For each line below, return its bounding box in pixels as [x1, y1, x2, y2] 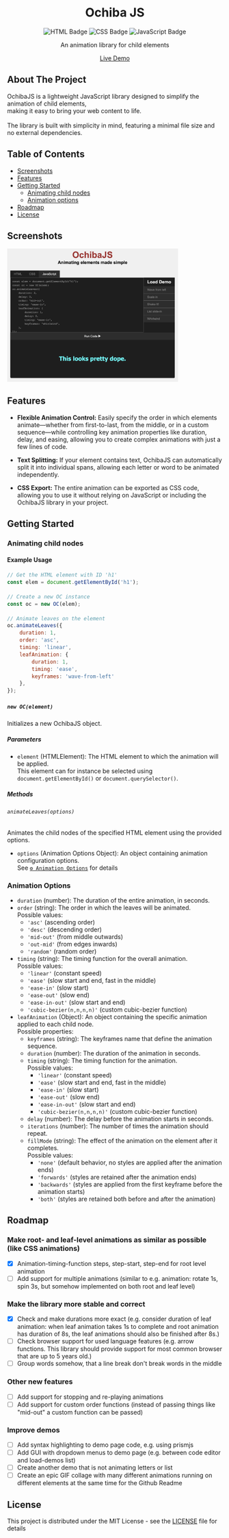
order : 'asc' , [19, 637, 59, 644]
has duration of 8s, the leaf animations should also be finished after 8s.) [16, 1330, 220, 1338]
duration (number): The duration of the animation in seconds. [27, 1049, 201, 1057]
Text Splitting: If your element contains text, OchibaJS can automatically [16, 456, 222, 464]
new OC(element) [7, 703, 53, 710]
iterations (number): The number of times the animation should [27, 1122, 209, 1130]
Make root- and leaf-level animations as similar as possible [7, 1235, 207, 1245]
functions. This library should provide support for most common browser [16, 1345, 222, 1353]
